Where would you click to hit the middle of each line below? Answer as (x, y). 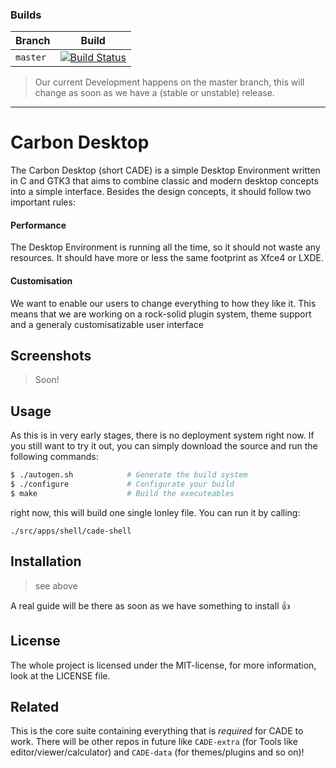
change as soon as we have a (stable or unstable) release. (154, 93)
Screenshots (51, 356)
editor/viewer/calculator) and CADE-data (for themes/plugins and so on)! (157, 752)
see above (56, 585)
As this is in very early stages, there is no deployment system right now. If (162, 435)
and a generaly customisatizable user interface (107, 324)
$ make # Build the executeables (122, 494)
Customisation (41, 281)
